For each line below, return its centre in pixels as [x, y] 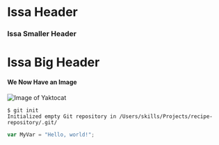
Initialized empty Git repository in [62, 116]
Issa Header [42, 12]
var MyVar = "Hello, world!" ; [51, 135]
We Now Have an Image [42, 82]
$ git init [23, 110]
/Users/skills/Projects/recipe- [166, 116]
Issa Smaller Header [42, 34]
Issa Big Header [54, 62]
